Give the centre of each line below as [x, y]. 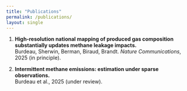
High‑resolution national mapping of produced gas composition [94, 39]
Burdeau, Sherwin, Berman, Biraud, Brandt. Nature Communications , [98, 52]
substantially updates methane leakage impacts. [76, 45]
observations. [32, 75]
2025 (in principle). [38, 58]
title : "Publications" [34, 11]
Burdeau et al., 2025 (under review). [59, 82]
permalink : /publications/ [39, 17]
